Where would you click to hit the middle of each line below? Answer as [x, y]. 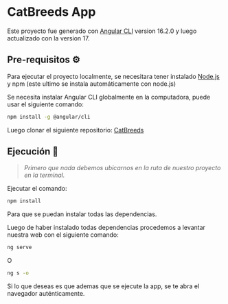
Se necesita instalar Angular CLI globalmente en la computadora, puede [109, 97]
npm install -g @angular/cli [49, 117]
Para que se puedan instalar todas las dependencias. [82, 214]
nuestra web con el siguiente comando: [63, 235]
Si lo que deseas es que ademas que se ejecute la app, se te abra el [103, 286]
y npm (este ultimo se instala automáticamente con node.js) [92, 84]
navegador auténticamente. [46, 294]
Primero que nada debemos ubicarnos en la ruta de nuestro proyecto [122, 168]
